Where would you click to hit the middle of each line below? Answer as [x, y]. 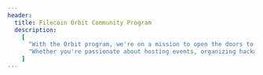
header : [20, 15]
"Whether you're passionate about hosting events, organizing [132, 52]
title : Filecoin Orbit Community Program [83, 23]
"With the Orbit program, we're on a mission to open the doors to [141, 45]
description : [36, 30]
